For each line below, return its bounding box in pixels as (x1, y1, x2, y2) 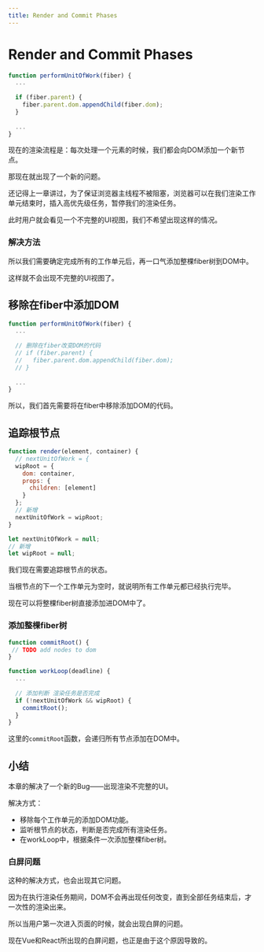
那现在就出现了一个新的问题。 (8, 172, 104, 181)
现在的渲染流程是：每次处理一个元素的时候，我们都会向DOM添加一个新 (8, 145, 238, 154)
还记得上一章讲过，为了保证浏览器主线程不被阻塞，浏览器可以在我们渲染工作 (8, 188, 256, 198)
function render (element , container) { (8, 448, 139, 456)
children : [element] (28, 484, 97, 493)
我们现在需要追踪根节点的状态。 (8, 565, 112, 575)
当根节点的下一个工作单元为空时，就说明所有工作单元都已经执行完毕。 (8, 582, 236, 591)
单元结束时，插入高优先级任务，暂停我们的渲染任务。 (8, 199, 181, 208)
